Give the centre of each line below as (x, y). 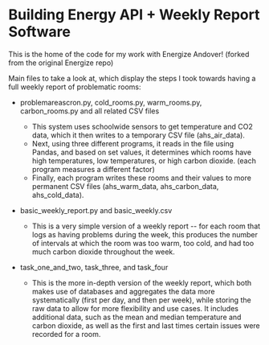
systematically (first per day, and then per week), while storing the (141, 300)
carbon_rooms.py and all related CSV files (90, 111)
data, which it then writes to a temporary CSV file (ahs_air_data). (138, 135)
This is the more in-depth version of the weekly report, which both (142, 282)
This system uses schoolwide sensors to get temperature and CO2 (142, 126)
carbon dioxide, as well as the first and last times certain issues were (146, 325)
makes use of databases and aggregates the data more (123, 291)
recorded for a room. (66, 334)
